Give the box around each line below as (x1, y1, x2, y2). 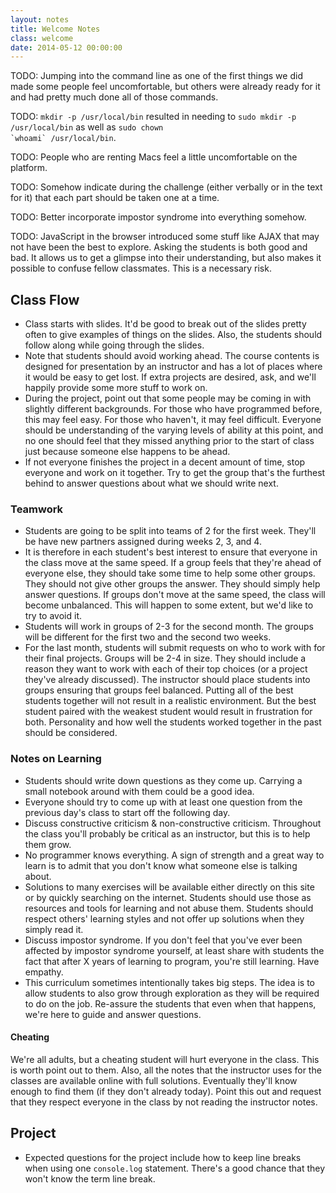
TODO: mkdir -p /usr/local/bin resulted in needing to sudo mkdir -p (10, 111, 297, 123)
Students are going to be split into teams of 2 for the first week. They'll (24, 525, 317, 537)
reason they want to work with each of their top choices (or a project (24, 663, 308, 675)
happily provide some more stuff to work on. (24, 382, 208, 394)
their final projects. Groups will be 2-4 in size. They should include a (24, 652, 307, 665)
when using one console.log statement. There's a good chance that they (24, 1162, 326, 1174)
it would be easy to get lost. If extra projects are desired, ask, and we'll (24, 371, 317, 383)
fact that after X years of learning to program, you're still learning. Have (24, 955, 320, 967)
